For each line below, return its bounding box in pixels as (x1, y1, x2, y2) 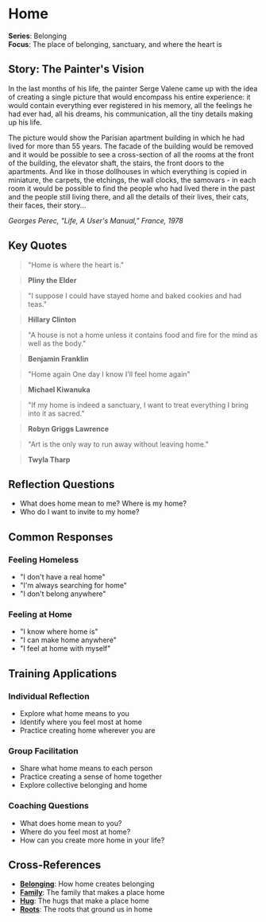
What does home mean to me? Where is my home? (19, 498, 187, 509)
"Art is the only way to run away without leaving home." (27, 439, 209, 449)
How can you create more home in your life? (19, 835, 165, 845)
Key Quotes (8, 239, 67, 253)
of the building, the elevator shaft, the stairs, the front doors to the (8, 158, 225, 168)
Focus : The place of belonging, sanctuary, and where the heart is (8, 39, 222, 48)
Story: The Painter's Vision (8, 63, 145, 76)
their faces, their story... (8, 200, 87, 210)
